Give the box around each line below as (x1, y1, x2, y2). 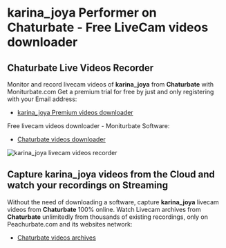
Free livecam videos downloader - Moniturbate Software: (7, 122, 170, 130)
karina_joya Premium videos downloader (17, 109, 133, 116)
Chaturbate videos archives (17, 233, 97, 242)
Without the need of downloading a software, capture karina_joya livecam (7, 197, 219, 206)
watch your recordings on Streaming (7, 179, 168, 191)
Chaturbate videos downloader (17, 135, 106, 143)
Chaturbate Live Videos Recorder (7, 62, 154, 73)
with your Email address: (7, 95, 77, 103)
